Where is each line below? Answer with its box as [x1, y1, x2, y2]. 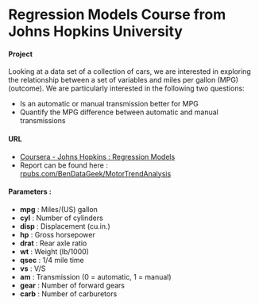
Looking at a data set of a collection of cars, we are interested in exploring [8, 67, 252, 76]
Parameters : [8, 187, 52, 196]
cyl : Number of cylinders [19, 213, 103, 222]
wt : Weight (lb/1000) [19, 246, 90, 256]
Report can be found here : [19, 160, 109, 170]
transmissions [19, 116, 66, 125]
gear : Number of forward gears [19, 280, 126, 290]
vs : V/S [19, 264, 46, 273]
